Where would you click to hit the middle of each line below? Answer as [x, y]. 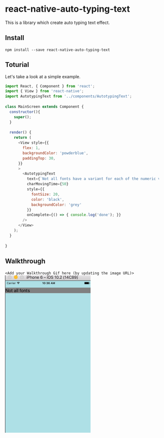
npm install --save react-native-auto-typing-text [58, 50]
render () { [20, 132]
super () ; [23, 117]
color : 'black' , [48, 199]
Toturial [17, 65]
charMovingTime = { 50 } [48, 184]
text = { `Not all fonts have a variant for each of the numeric [91, 179]
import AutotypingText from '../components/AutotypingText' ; [69, 96]
